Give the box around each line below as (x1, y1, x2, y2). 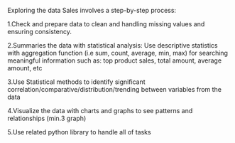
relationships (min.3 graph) (7, 114, 87, 122)
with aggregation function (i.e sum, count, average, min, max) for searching (7, 49, 229, 57)
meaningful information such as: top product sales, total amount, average (7, 56, 222, 65)
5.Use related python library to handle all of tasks (7, 128, 151, 136)
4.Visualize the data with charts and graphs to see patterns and (7, 107, 193, 115)
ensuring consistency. (7, 28, 72, 36)
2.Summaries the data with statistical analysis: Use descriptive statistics (7, 41, 218, 49)
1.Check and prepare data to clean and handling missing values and (7, 20, 205, 28)
